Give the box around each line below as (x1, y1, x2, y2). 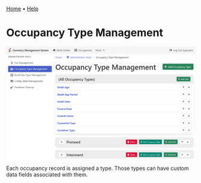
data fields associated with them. (6, 170, 88, 178)
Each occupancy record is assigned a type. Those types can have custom (6, 164, 189, 172)
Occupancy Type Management (6, 26, 164, 39)
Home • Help (6, 5, 39, 12)
